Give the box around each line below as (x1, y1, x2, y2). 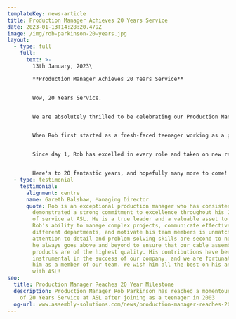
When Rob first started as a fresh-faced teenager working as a (32, 132, 225, 139)
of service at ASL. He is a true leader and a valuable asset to (32, 215, 228, 223)
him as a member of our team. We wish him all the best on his (32, 261, 221, 268)
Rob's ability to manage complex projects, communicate (32, 223, 199, 230)
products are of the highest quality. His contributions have (32, 248, 218, 256)
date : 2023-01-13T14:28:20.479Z (7, 23, 102, 30)
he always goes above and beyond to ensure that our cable (32, 242, 209, 249)
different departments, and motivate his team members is (32, 229, 206, 236)
